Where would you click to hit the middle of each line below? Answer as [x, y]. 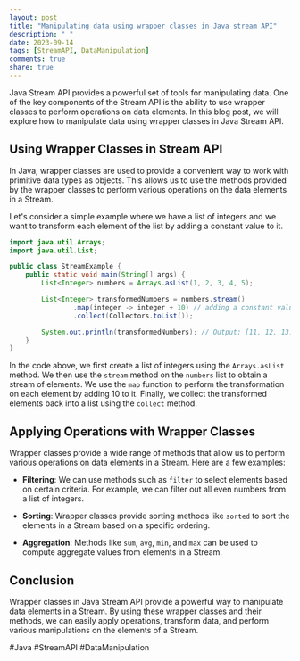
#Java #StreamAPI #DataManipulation [79, 647]
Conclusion [42, 580]
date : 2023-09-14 [42, 42]
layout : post [33, 17]
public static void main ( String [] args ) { [105, 275]
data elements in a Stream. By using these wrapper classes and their [135, 611]
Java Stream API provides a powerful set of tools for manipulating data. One [149, 92]
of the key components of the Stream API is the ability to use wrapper [137, 102]
